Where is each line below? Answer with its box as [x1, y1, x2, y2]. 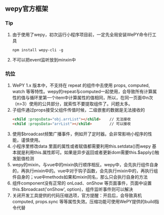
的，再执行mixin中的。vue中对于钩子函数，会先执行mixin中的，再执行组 [12, 168, 159, 174]
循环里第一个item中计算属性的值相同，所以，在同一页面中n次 [29, 94, 154, 100]
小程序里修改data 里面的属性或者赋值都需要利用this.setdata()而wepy [12, 143, 151, 149]
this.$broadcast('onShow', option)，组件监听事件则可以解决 [12, 186, 133, 192]
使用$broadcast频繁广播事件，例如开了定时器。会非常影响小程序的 [12, 131, 148, 137]
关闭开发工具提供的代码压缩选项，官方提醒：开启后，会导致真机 [12, 192, 142, 198]
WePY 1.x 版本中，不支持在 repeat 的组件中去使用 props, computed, [12, 82, 150, 88]
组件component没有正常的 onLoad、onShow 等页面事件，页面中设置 [12, 180, 152, 186]
